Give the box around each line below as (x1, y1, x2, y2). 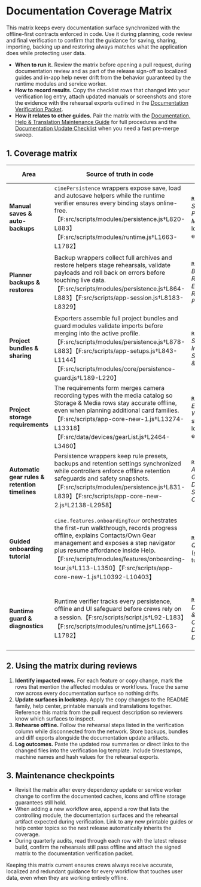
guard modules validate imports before (54, 322, 163, 330)
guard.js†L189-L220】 (54, 373, 120, 382)
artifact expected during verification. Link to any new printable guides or (14, 818, 193, 825)
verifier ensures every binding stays (54, 199, 156, 207)
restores (9, 286, 34, 294)
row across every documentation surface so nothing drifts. (14, 689, 160, 697)
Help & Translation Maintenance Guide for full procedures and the (14, 118, 177, 125)
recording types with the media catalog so (54, 391, 173, 399)
